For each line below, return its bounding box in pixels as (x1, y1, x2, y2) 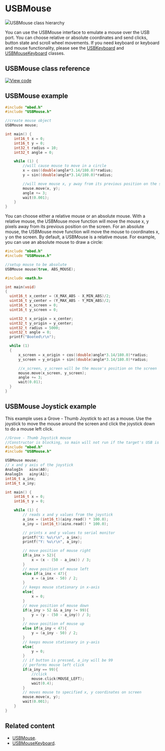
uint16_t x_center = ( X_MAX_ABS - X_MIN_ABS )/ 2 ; (9, 293, 111, 299)
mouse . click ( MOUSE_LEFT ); (31, 676, 84, 681)
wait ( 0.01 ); (18, 379, 43, 385)
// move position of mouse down (23, 603, 89, 608)
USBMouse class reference (5, 64, 90, 73)
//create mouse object (5, 118, 52, 123)
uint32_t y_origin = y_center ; (9, 320, 74, 326)
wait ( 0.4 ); (31, 681, 54, 686)
